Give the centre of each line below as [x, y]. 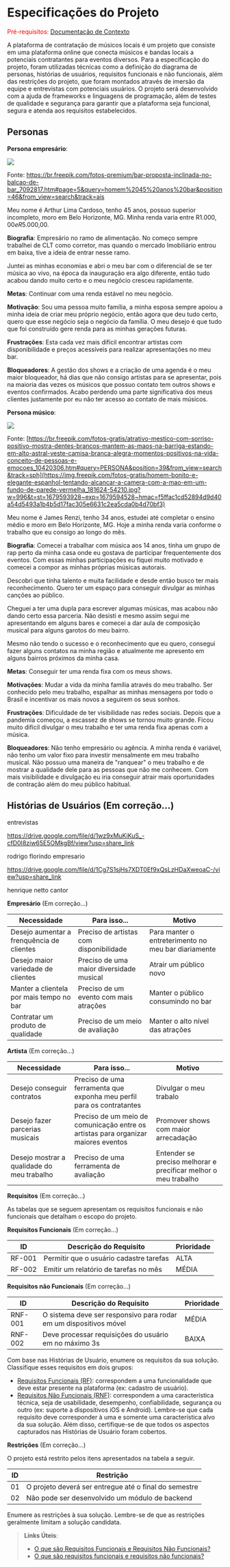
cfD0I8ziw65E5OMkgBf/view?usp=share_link [71, 843]
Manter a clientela [39, 988]
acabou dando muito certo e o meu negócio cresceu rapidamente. [100, 280]
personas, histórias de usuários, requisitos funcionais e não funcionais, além [115, 74]
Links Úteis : [41, 1535]
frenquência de [35, 940]
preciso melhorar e [187, 1162]
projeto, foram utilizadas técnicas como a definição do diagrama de [102, 67]
